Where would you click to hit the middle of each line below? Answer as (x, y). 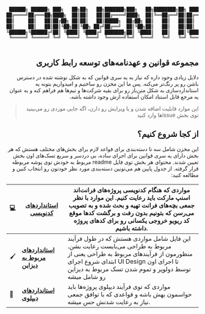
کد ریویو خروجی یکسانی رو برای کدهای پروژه (132, 221)
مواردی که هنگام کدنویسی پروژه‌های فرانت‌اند (131, 190)
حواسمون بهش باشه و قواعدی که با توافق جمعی (130, 294)
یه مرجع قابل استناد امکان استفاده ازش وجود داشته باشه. (134, 97)
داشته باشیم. (131, 228)
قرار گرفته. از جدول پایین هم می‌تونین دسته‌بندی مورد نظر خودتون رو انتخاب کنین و (105, 168)
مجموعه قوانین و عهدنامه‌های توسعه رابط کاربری (117, 63)
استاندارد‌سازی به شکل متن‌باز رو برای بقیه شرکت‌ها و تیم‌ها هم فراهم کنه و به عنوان (104, 90)
